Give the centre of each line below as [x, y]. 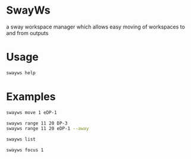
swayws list [21, 139]
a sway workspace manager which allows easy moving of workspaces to [96, 27]
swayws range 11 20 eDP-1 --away [48, 129]
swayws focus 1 [25, 150]
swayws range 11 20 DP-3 [37, 123]
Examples [31, 96]
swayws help [21, 73]
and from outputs [27, 33]
